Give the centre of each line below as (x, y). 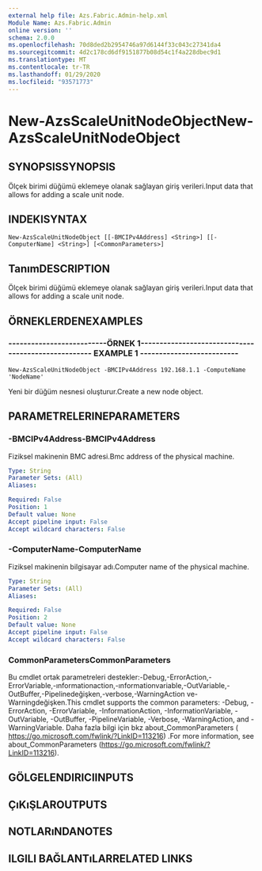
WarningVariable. (36, 728)
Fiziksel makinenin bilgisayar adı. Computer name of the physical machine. (129, 566)
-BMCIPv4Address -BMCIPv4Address (82, 439)
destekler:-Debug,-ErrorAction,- (159, 677)
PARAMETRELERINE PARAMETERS (94, 416)
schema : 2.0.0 (32, 38)
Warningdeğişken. (38, 702)
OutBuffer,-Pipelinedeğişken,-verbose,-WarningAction (97, 694)
